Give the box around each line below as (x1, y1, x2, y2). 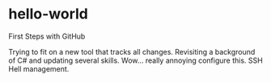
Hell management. (8, 64, 70, 73)
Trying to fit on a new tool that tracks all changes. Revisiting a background (8, 47, 256, 56)
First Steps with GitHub (8, 31, 86, 41)
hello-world (8, 5, 89, 23)
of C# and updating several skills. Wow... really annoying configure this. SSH (8, 55, 263, 65)
